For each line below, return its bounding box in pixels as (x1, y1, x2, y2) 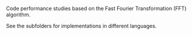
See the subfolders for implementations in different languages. (6, 23, 157, 29)
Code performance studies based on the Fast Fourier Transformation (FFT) (6, 5, 187, 12)
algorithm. (6, 11, 31, 18)
